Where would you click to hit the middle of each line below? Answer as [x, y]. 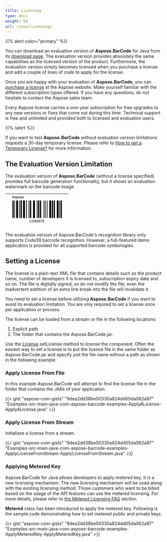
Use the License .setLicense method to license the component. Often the [80, 344]
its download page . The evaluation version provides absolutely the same [80, 56]
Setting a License [33, 261]
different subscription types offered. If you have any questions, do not [77, 93]
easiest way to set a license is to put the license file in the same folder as [80, 349]
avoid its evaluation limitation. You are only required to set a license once [80, 304]
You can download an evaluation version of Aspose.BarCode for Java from [83, 51]
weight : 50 [16, 21]
